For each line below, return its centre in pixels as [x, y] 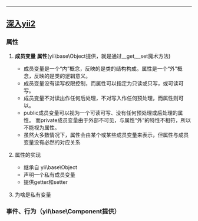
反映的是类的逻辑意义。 [62, 76]
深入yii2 [21, 24]
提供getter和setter [45, 182]
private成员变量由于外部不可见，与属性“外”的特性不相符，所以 [116, 120]
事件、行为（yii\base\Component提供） [63, 211]
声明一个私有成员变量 [49, 174]
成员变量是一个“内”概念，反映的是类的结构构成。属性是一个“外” [100, 68]
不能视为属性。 [42, 127]
